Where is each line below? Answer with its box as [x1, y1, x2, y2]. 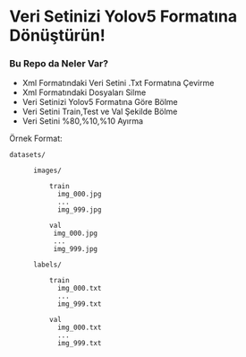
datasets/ [9, 151, 47, 160]
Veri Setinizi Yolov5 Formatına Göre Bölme [21, 97, 179, 108]
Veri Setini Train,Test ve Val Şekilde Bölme [21, 106, 178, 118]
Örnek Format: [9, 133, 63, 144]
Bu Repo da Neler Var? [9, 57, 109, 70]
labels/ [32, 260, 63, 270]
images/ [32, 166, 63, 176]
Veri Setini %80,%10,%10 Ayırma [21, 116, 144, 126]
